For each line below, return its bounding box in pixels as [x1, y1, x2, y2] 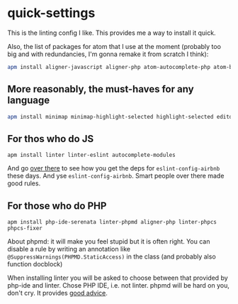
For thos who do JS [7, 133, 94, 145]
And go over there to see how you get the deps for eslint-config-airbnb [7, 164, 220, 173]
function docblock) [7, 260, 63, 268]
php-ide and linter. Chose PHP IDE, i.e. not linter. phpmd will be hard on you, [7, 281, 230, 290]
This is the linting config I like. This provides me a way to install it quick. [7, 28, 216, 37]
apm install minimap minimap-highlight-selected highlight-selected [7, 113, 214, 120]
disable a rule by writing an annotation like [7, 245, 131, 254]
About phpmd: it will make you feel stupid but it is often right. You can [7, 237, 210, 246]
